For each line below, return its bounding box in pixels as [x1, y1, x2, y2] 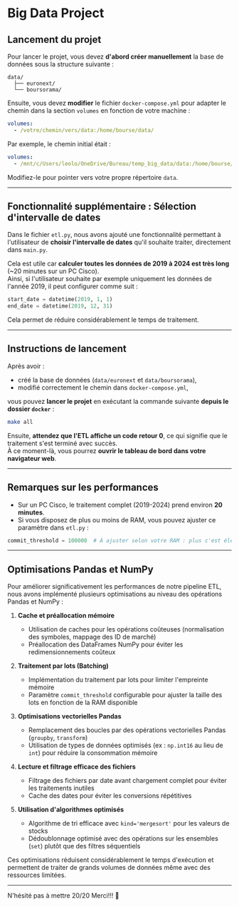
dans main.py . [7, 245, 48, 254]
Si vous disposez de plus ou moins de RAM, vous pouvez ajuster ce [17, 515, 216, 524]
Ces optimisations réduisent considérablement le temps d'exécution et [7, 856, 214, 864]
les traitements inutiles [28, 784, 95, 793]
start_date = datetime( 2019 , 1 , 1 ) [7, 296, 113, 303]
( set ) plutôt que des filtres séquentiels [28, 842, 141, 851]
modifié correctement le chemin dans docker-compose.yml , [17, 383, 188, 392]
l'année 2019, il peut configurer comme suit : [7, 282, 139, 290]
